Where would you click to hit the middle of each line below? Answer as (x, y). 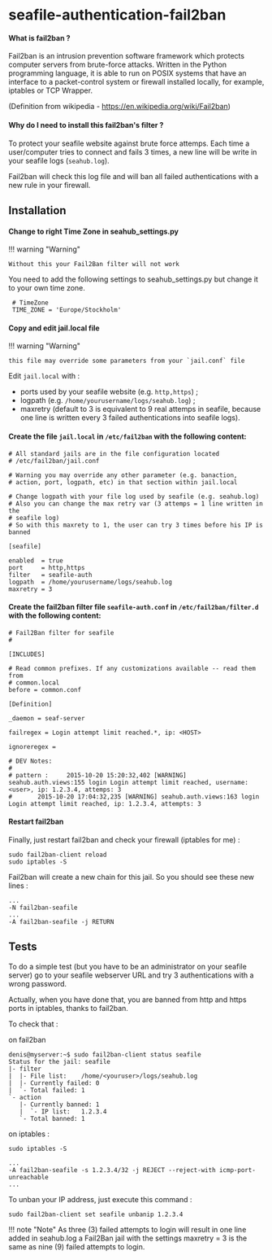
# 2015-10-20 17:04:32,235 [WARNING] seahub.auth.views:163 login (134, 796)
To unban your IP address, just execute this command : (100, 1199)
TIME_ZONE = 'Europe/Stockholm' (67, 310)
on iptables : (29, 1134)
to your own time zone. (47, 288)
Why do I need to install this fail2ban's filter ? (86, 125)
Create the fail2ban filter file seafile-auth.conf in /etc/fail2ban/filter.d (134, 607)
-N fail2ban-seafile (43, 908)
